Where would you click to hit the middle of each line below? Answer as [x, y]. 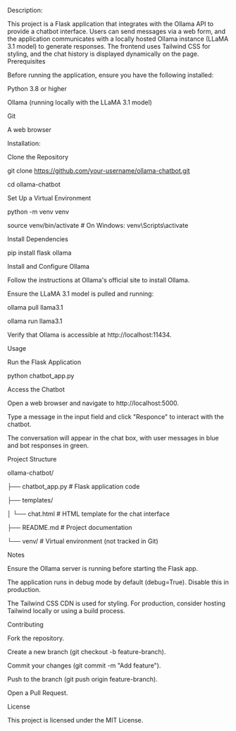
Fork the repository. [36, 638]
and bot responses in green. [48, 445]
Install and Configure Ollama [49, 266]
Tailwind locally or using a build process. [66, 611]
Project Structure [32, 459]
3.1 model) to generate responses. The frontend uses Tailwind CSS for [109, 46]
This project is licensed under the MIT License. [75, 720]
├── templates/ [30, 500]
